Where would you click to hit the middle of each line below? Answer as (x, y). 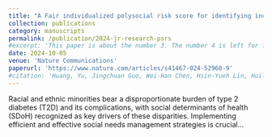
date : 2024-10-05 (38, 53)
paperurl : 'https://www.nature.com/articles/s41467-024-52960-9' (121, 68)
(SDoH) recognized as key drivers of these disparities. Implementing (122, 116)
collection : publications (52, 23)
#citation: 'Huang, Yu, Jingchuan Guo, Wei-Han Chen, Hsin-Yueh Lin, (128, 76)
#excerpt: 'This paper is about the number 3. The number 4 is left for (134, 46)
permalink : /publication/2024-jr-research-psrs (90, 38)
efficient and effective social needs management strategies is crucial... (126, 124)
